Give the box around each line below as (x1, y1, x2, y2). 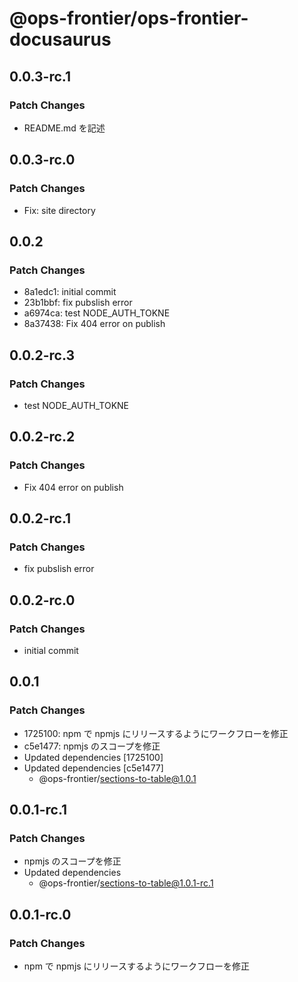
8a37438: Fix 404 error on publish (23, 318, 166, 330)
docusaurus (9, 28, 112, 51)
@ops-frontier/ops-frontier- (9, 7, 249, 30)
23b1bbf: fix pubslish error (23, 297, 133, 309)
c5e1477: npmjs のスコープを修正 (23, 740, 161, 752)
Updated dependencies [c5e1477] (23, 762, 164, 774)
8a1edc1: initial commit (23, 286, 117, 298)
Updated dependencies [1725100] (23, 751, 164, 763)
